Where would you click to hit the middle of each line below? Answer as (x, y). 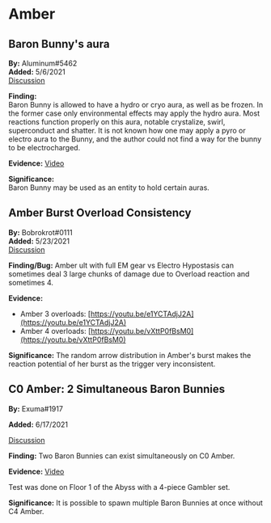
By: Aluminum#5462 (43, 63)
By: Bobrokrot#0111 (40, 232)
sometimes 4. (31, 282)
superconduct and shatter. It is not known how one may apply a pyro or (127, 131)
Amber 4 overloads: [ (55, 331)
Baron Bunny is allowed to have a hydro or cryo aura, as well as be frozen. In (136, 105)
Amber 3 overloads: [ (55, 314)
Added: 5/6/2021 (37, 72)
